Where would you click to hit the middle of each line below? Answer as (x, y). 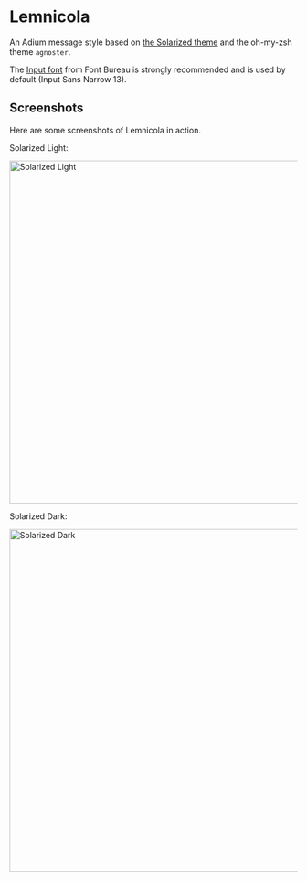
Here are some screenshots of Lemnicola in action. (105, 130)
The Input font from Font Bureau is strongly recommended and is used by (148, 69)
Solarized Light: (39, 147)
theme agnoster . (40, 51)
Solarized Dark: (38, 516)
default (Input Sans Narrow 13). (68, 79)
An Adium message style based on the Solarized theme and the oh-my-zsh (151, 42)
